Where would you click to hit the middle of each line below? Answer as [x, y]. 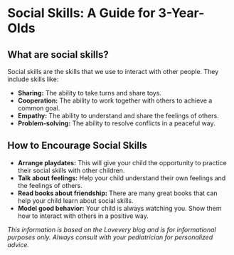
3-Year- [181, 13]
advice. [18, 244]
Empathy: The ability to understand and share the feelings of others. [118, 116]
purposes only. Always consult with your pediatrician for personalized [110, 237]
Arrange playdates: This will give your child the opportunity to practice [122, 162]
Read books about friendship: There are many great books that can [118, 193]
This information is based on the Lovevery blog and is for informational [112, 229]
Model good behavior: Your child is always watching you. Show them [119, 208]
